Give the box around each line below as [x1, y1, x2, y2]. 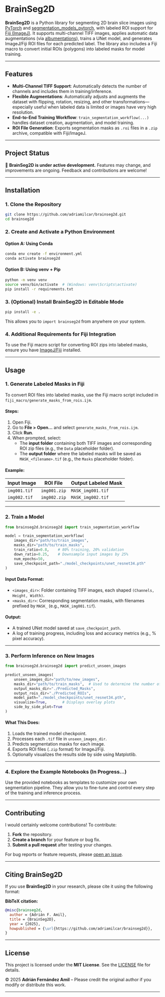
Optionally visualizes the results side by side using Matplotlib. [12, 751, 137, 757]
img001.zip [41, 488, 66, 494]
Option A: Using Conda [5, 240, 53, 247]
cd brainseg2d [5, 217, 34, 222]
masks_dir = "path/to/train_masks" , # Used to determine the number [14, 682, 155, 686]
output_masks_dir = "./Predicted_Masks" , [14, 686, 96, 691]
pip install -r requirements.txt [5, 286, 74, 291]
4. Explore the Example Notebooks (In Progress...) [5, 769, 127, 776]
